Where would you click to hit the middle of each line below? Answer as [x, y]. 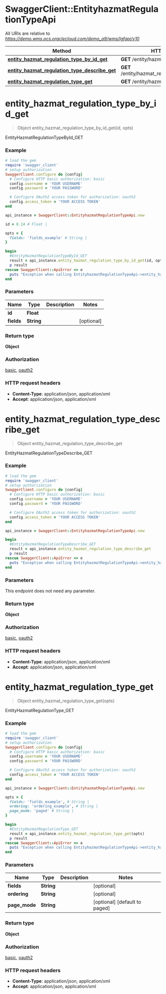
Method [62, 51]
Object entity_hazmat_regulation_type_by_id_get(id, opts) [75, 128]
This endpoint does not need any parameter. [50, 591]
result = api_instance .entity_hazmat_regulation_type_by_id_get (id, [82, 261]
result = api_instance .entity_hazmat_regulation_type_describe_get [81, 549]
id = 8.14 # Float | [26, 224]
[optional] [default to [117, 902]
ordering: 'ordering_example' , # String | [54, 806]
